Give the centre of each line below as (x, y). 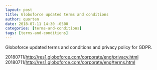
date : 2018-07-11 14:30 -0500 (37, 24)
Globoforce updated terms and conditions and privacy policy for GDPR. (79, 47)
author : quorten (22, 19)
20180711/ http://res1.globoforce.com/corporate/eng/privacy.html (72, 57)
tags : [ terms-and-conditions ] (37, 33)
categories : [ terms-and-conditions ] (43, 28)
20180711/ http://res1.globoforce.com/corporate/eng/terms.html (70, 62)
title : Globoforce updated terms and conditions (57, 14)
